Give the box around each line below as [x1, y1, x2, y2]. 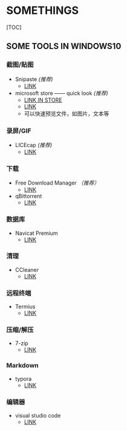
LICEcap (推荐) [15, 141, 53, 148]
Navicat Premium [15, 229, 59, 237]
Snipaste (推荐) [15, 75, 53, 82]
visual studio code [15, 412, 61, 419]
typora [15, 375, 32, 382]
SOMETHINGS [6, 4, 79, 18]
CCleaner [15, 266, 39, 273]
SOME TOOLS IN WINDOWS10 [6, 41, 122, 51]
